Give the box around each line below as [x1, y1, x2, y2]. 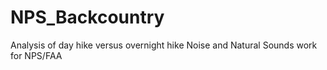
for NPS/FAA [10, 49, 63, 61]
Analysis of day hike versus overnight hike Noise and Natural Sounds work [10, 39, 318, 51]
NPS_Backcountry [10, 6, 165, 29]
